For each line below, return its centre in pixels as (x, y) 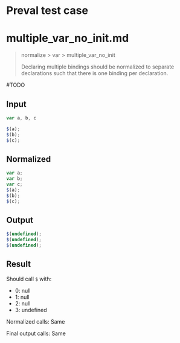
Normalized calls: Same (36, 321)
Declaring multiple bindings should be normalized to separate (98, 67)
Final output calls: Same (36, 333)
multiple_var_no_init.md (68, 38)
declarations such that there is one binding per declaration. (95, 73)
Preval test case (47, 11)
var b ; (14, 179)
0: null (23, 290)
